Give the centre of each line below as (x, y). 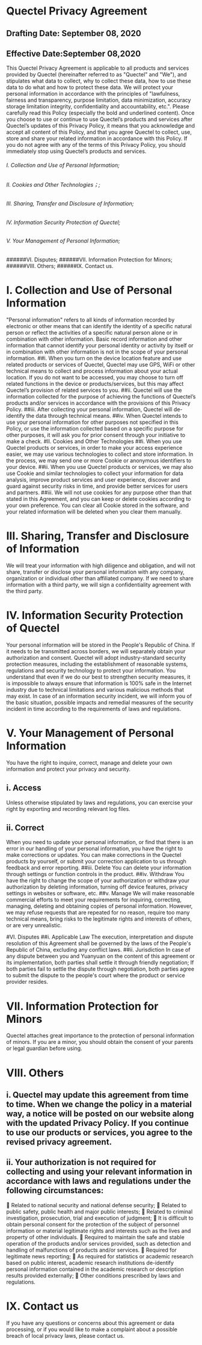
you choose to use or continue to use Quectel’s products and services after (99, 119)
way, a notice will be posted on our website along (100, 1114)
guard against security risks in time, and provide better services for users (97, 486)
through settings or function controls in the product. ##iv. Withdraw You (95, 874)
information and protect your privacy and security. (69, 769)
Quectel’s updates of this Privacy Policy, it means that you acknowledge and (101, 126)
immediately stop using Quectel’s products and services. (76, 151)
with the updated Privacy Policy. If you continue (98, 1123)
